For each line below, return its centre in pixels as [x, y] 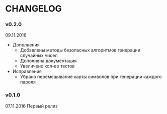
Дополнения [26, 45]
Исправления [27, 71]
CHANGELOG [33, 9]
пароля [28, 82]
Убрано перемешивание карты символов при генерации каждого [91, 77]
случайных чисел [39, 55]
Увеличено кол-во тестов [47, 66]
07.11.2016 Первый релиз [31, 106]
